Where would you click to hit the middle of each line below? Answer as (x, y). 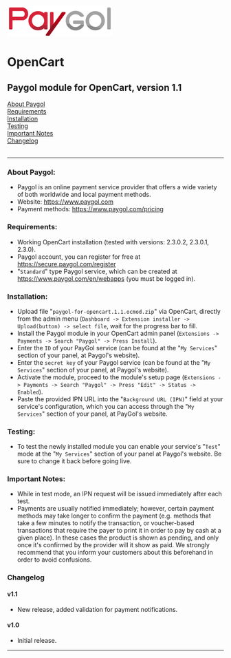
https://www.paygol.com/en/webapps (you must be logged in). (106, 278)
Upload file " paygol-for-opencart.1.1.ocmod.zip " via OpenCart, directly (119, 311)
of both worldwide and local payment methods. (84, 195)
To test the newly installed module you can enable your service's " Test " (119, 447)
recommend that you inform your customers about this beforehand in (115, 553)
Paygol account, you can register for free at (79, 257)
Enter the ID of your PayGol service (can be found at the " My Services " (117, 348)
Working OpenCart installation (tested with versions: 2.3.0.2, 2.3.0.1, (113, 242)
